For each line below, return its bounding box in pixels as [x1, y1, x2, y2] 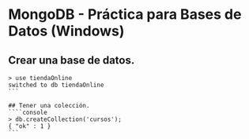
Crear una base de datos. [8, 53, 135, 67]
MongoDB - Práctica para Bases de [8, 5, 242, 24]
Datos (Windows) [8, 22, 125, 40]
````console [8, 108, 47, 116]
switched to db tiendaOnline [8, 81, 104, 89]
